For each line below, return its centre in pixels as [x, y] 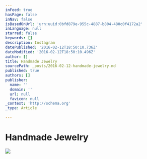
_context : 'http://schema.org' [38, 104]
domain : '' [21, 89]
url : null [20, 94]
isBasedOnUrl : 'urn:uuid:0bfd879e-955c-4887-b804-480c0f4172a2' [74, 24]
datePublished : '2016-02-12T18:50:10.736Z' [52, 47]
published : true [22, 71]
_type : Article [21, 108]
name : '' [19, 85]
